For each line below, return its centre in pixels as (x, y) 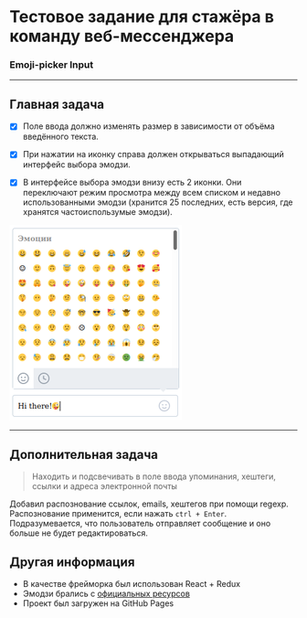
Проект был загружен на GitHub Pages (98, 603)
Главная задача (57, 104)
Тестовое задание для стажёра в (142, 17)
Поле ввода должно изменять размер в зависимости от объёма (149, 126)
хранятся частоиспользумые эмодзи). (98, 212)
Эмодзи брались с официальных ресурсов (106, 594)
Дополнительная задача (84, 454)
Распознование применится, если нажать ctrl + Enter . (118, 514)
